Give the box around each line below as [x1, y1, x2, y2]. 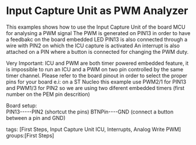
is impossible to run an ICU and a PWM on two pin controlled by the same [6, 65, 184, 72]
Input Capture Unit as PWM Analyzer [6, 4, 188, 18]
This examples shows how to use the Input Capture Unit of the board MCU [6, 23, 185, 30]
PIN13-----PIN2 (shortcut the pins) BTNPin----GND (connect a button [6, 108, 174, 115]
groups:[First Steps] [6, 132, 54, 139]
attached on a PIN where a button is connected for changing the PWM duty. [6, 48, 189, 55]
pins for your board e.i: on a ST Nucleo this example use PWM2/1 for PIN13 [6, 78, 187, 85]
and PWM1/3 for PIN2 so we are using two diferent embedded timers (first [6, 84, 185, 91]
